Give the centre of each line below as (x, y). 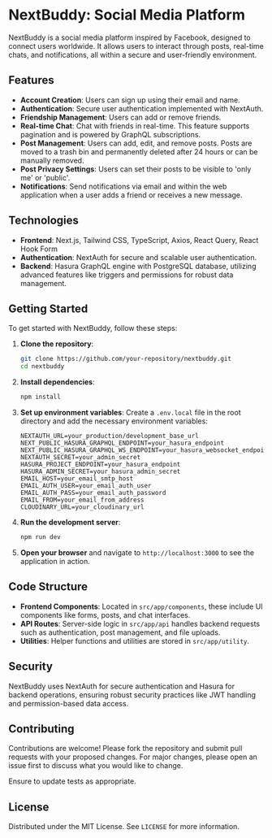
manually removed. (52, 160)
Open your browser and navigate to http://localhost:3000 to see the (137, 552)
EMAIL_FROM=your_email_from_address (82, 500)
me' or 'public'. (45, 177)
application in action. (55, 561)
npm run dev (40, 537)
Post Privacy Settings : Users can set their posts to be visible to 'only (136, 169)
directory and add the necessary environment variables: (114, 421)
